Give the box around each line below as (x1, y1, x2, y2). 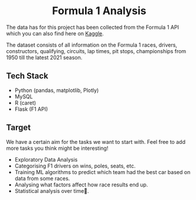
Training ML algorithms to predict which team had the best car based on (14, 168, 191, 175)
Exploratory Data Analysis (14, 156, 78, 163)
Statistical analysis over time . (14, 187, 90, 194)
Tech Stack (6, 71, 48, 81)
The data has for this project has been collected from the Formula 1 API (6, 24, 179, 31)
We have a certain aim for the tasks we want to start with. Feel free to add (6, 138, 186, 145)
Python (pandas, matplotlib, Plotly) (14, 87, 99, 94)
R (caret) (14, 99, 37, 106)
